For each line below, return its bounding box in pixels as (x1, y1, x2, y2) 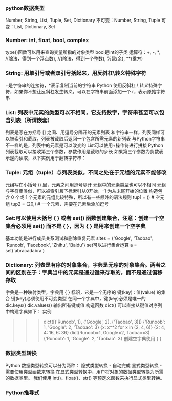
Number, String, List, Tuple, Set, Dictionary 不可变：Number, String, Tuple (5, 17, 160, 24)
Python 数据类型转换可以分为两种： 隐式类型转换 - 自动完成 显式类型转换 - (5, 363, 162, 369)
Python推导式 (5, 389, 40, 396)
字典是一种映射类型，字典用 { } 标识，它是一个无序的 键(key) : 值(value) (5, 289, 156, 295)
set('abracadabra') (5, 247, 45, 253)
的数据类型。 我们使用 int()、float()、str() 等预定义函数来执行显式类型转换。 (5, 375, 165, 382)
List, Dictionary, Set (14, 24, 55, 30)
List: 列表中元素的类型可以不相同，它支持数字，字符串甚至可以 (5, 109, 159, 116)
